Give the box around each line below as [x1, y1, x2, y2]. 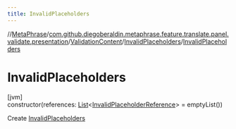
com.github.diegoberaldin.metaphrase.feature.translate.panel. [49, 30, 229, 38]
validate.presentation [7, 37, 69, 46]
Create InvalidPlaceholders [7, 113, 86, 122]
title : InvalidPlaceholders [7, 10, 90, 18]
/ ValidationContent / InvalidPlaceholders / [68, 37, 184, 46]
